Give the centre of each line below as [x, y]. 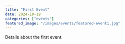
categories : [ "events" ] [30, 19]
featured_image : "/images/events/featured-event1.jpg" [63, 23]
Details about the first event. [34, 37]
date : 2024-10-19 [23, 14]
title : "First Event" [27, 10]
